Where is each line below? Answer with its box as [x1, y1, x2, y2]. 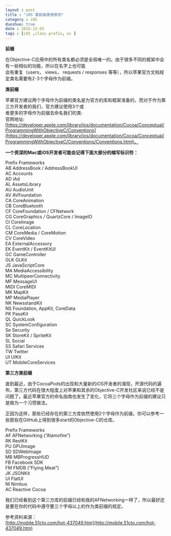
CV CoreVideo [5, 235, 36, 241]
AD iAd [5, 176, 20, 182]
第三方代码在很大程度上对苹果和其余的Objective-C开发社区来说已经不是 [14, 387, 164, 393]
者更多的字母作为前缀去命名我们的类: [5, 110, 83, 116]
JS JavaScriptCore [5, 262, 45, 268]
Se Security [5, 327, 30, 333]
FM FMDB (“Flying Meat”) [5, 465, 60, 470]
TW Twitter [5, 349, 29, 355]
